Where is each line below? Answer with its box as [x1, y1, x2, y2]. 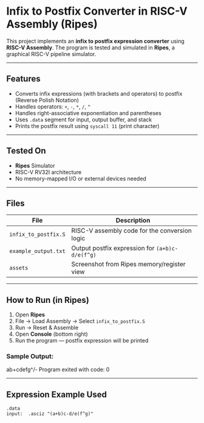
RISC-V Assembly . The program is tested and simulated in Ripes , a [6, 44, 175, 51]
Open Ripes [15, 311, 46, 318]
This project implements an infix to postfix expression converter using [6, 37, 185, 44]
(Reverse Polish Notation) [15, 96, 79, 104]
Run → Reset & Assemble [15, 324, 79, 332]
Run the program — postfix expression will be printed [15, 337, 149, 344]
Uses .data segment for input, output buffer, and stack [15, 116, 152, 123]
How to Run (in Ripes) [6, 294, 89, 305]
